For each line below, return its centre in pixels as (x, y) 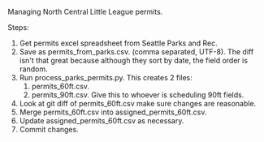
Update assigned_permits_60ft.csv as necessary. (102, 120)
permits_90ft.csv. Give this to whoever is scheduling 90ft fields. (138, 95)
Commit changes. (49, 129)
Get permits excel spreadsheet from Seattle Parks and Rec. (119, 43)
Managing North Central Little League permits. (85, 12)
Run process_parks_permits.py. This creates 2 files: (106, 77)
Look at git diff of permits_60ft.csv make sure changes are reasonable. (138, 103)
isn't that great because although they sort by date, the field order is (134, 60)
